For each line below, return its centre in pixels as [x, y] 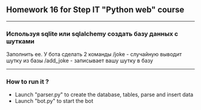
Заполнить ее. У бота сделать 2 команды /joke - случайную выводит [94, 54]
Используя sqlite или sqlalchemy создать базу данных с [92, 33]
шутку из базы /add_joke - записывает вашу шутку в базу [80, 61]
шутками [20, 41]
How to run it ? [28, 82]
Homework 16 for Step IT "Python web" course [95, 10]
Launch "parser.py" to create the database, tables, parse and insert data [104, 94]
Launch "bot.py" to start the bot [54, 101]
